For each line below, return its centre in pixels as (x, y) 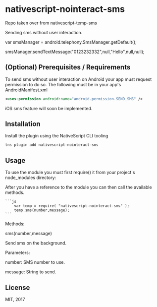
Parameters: (18, 253)
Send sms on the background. (36, 243)
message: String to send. (31, 272)
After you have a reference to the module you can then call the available (78, 187)
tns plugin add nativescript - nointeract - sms (52, 145)
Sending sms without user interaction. (44, 32)
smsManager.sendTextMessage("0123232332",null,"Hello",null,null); (75, 52)
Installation (23, 124)
